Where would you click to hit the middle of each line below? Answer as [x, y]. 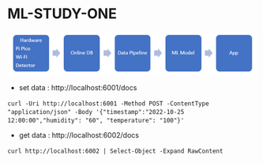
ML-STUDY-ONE [62, 14]
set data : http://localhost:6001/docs [78, 88]
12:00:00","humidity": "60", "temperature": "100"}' [96, 121]
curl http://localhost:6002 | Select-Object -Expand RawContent [115, 151]
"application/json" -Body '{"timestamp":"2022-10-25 [96, 112]
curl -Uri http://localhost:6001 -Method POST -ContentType [109, 104]
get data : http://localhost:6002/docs [79, 135]
